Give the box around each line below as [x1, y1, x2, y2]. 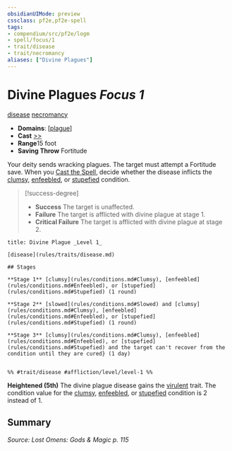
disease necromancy [7, 110, 68, 119]
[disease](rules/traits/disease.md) [7, 251, 115, 258]
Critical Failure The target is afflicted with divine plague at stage [35, 217, 223, 226]
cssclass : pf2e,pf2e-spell [7, 17, 87, 24]
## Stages [7, 263, 37, 271]
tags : [7, 23, 23, 30]
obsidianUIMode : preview [7, 10, 80, 18]
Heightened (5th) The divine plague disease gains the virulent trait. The [7, 381, 216, 389]
